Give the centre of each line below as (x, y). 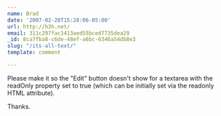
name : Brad (23, 14)
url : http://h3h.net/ (39, 26)
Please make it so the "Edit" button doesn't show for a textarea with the (110, 78)
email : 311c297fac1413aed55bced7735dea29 (69, 33)
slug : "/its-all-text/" (42, 46)
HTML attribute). (31, 93)
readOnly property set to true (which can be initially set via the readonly (111, 85)
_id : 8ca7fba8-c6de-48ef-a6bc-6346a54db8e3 (72, 40)
